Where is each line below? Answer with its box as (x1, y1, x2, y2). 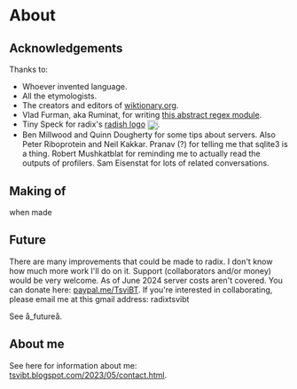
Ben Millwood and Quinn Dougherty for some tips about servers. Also (21, 129, 277, 140)
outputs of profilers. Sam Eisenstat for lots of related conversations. (21, 158, 270, 168)
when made (9, 207, 52, 218)
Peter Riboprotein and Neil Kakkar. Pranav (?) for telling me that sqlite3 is (21, 139, 288, 150)
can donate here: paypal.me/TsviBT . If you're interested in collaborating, (9, 284, 273, 295)
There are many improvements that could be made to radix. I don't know (9, 256, 273, 267)
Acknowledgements (9, 41, 123, 56)
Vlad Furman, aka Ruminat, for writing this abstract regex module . (21, 110, 262, 120)
